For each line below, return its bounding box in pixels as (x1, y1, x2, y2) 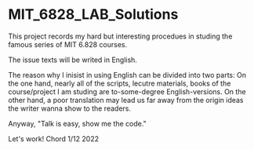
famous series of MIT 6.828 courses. (8, 39, 128, 49)
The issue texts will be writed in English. (8, 55, 137, 64)
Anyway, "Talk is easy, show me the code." (8, 119, 147, 128)
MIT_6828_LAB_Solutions (8, 5, 179, 24)
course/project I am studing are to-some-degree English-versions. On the (8, 86, 246, 96)
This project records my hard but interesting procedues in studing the (8, 31, 233, 41)
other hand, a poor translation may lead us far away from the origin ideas (8, 95, 245, 104)
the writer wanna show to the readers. (8, 104, 132, 113)
